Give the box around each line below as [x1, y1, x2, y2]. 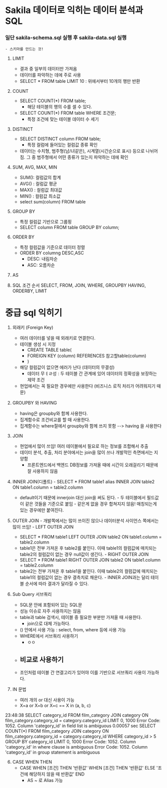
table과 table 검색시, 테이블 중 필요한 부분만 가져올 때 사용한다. [19, 614, 142, 620]
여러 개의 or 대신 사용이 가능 [19, 697, 75, 703]
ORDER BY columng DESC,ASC [19, 250, 84, 256]
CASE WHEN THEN [12, 759, 52, 765]
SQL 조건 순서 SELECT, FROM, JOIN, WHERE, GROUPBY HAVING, [12, 282, 146, 288]
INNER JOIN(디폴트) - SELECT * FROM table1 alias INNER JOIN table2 [12, 479, 155, 485]
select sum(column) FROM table [19, 199, 86, 205]
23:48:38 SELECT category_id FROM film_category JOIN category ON [5, 712, 149, 718]
